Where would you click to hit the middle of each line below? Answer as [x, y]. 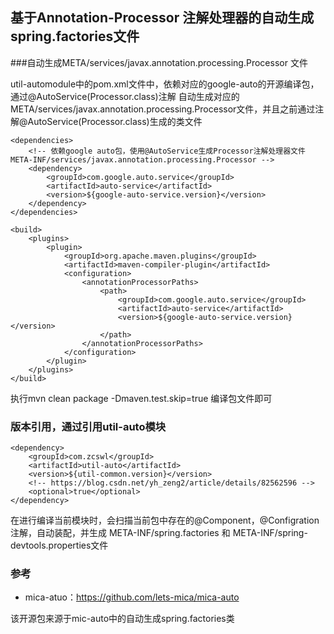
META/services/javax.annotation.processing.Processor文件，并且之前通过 [163, 109]
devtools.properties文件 [59, 545]
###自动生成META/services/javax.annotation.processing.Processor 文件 [159, 62]
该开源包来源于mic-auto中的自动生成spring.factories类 [122, 619]
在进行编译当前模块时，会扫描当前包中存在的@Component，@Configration [165, 520]
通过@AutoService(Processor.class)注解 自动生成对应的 [125, 96]
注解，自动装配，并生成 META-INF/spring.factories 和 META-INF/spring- [159, 533]
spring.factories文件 [75, 36]
